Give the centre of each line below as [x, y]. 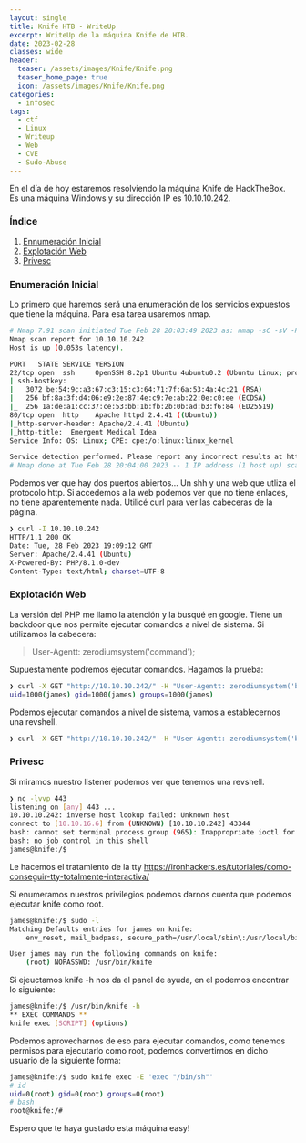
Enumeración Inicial [54, 284]
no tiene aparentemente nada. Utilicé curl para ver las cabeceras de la [141, 502]
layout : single [38, 18]
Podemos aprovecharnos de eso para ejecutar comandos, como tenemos [148, 1041]
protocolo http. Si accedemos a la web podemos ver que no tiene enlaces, [149, 493]
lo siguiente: [32, 990]
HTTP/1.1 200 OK [40, 538]
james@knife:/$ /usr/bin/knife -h [75, 1007]
